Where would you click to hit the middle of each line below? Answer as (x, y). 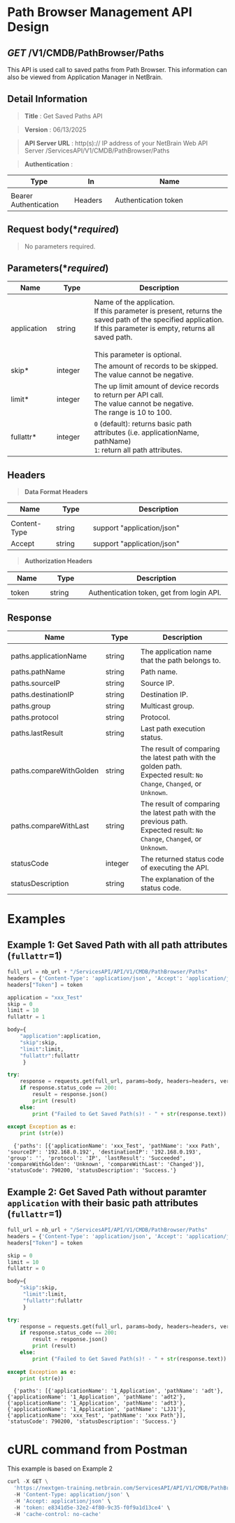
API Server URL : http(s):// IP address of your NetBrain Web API (116, 143)
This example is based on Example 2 (60, 1469)
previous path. (164, 822)
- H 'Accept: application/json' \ (62, 1501)
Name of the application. (134, 302)
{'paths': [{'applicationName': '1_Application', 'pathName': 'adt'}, (119, 1391)
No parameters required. (60, 246)
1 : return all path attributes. (138, 450)
